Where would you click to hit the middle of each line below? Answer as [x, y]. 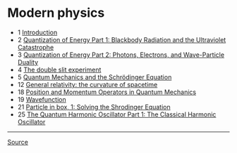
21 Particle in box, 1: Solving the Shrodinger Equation [94, 107]
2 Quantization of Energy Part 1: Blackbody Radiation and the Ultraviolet [122, 39]
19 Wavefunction [42, 99]
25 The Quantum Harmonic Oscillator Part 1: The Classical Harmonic [117, 114]
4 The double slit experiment [59, 69]
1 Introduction [37, 32]
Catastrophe [36, 47]
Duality [28, 62]
